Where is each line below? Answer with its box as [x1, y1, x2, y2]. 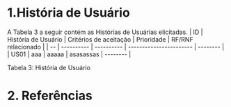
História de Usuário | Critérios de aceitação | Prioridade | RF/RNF [7, 35, 193, 43]
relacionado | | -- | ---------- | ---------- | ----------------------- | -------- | [7, 42, 225, 51]
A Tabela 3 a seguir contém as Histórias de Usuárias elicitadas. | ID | [7, 28, 203, 36]
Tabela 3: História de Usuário [7, 63, 90, 72]
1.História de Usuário [7, 5, 130, 21]
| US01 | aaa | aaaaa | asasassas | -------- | [7, 50, 132, 58]
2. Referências [7, 88, 93, 104]
